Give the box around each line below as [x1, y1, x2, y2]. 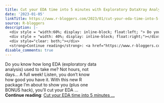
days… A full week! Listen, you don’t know [5, 71, 90, 77]
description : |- [5, 25, 38, 30]
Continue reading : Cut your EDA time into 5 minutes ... [5, 92, 115, 98]
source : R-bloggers [5, 20, 45, 26]
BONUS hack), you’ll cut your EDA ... [5, 87, 79, 93]
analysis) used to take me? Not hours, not [5, 66, 89, 72]
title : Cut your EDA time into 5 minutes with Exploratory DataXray [5, 7, 147, 12]
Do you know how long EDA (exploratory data [5, 61, 97, 67]
